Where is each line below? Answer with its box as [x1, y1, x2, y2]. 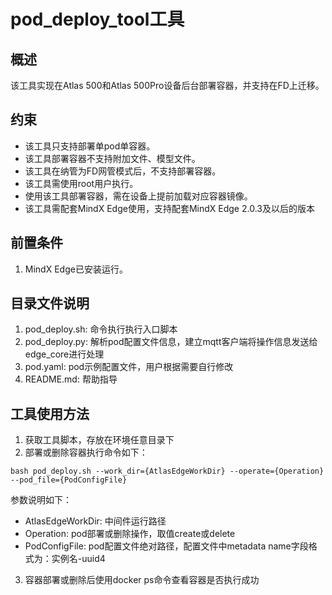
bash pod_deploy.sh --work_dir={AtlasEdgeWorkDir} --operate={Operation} [10, 466, 325, 477]
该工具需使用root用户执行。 [24, 177, 139, 189]
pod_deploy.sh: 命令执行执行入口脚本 [24, 323, 178, 335]
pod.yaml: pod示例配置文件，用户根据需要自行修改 [24, 361, 234, 373]
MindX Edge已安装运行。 [24, 263, 128, 275]
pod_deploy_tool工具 [10, 8, 185, 31]
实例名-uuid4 [51, 553, 106, 565]
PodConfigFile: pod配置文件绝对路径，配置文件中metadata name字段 [24, 540, 309, 552]
